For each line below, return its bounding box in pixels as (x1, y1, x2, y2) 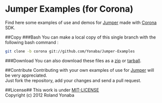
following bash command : (5, 39, 59, 45)
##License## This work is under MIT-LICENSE (5, 87, 99, 93)
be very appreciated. (5, 72, 48, 78)
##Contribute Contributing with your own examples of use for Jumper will (5, 67, 155, 73)
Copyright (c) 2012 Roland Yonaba (5, 92, 75, 98)
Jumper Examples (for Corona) (5, 3, 134, 15)
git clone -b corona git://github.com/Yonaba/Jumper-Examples (5, 49, 135, 54)
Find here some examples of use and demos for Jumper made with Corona (5, 20, 157, 25)
